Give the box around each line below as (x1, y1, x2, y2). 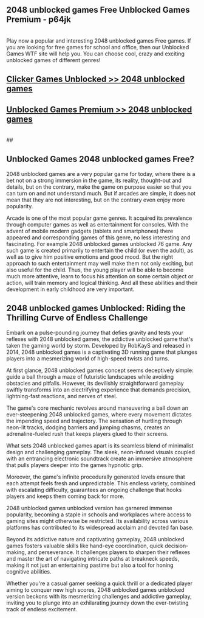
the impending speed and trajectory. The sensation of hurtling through (6, 417, 182, 424)
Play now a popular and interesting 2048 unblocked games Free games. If (6, 37, 191, 44)
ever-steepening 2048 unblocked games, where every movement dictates (6, 410, 192, 418)
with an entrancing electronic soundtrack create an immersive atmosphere (6, 455, 193, 462)
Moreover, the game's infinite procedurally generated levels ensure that (6, 473, 185, 480)
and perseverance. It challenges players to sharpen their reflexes (27, 548, 190, 556)
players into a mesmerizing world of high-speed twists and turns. (6, 354, 169, 362)
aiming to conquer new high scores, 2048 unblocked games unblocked (6, 586, 185, 593)
